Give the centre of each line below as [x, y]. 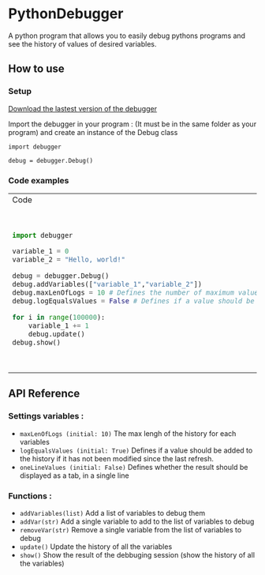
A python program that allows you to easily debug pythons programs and [127, 36]
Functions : [30, 496]
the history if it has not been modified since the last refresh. [117, 458]
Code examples [39, 180]
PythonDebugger [66, 14]
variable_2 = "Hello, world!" [69, 260]
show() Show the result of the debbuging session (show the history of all [137, 554]
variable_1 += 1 [58, 326]
